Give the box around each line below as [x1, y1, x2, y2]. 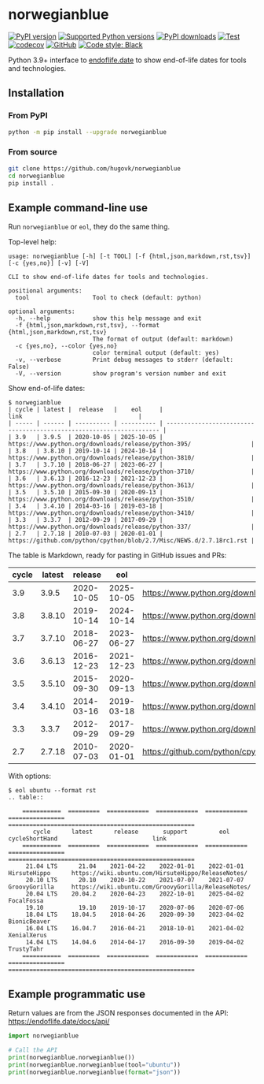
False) [8, 363, 30, 371]
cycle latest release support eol [32, 828, 230, 836]
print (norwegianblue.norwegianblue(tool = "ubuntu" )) [8, 1060, 181, 1069]
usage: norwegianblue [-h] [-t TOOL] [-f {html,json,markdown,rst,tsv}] [8, 252, 251, 261]
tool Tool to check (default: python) [15, 294, 202, 302]
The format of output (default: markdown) [92, 335, 234, 344]
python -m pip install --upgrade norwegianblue [8, 128, 167, 136]
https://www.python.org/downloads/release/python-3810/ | [8, 454, 255, 462]
